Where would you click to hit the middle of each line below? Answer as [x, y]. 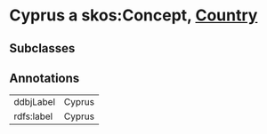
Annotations [44, 78]
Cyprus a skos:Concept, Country [133, 16]
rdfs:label [33, 116]
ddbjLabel [35, 102]
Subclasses [42, 48]
